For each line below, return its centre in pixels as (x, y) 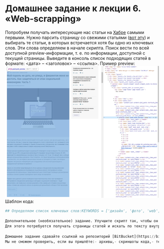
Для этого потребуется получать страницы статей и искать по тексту (76, 226)
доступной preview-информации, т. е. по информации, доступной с (75, 53)
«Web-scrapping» (43, 19)
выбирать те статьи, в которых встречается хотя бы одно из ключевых (79, 42)
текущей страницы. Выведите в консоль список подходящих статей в (78, 58)
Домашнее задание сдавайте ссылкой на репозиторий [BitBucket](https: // (81, 236)
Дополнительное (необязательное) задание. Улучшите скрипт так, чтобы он (82, 221)
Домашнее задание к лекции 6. (73, 9)
